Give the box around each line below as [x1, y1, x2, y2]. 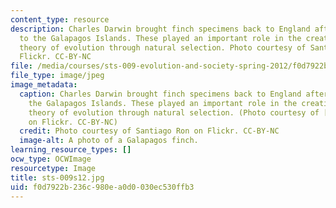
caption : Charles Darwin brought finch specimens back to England [19, 89, 302, 99]
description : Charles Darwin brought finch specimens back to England [10, 24, 311, 34]
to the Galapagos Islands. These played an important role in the [19, 33, 302, 43]
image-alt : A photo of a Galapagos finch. [19, 136, 199, 146]
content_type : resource [10, 14, 110, 25]
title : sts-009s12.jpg [10, 172, 105, 183]
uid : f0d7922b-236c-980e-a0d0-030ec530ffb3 [10, 182, 195, 192]
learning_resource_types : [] [10, 145, 132, 155]
